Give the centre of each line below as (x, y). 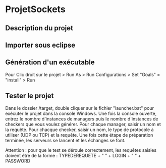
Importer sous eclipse (40, 45)
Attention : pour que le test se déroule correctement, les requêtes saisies (81, 150)
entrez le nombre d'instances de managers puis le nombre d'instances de (82, 119)
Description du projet (39, 28)
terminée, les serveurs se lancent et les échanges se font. (65, 140)
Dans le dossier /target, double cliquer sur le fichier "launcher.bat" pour (80, 108)
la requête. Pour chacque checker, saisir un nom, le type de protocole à (79, 130)
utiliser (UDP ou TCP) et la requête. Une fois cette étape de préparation (79, 135)
